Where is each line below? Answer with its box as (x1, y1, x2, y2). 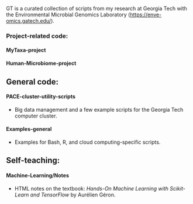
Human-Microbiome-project (6, 60, 77, 67)
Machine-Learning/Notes (6, 172, 69, 179)
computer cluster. (14, 112, 57, 119)
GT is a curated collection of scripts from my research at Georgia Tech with (6, 5, 187, 12)
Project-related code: (6, 32, 68, 40)
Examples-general (6, 126, 52, 133)
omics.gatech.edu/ (6, 18, 51, 24)
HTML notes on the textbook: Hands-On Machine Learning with (14, 185, 168, 192)
